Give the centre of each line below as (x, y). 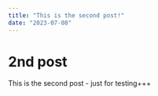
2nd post (38, 62)
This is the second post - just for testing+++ (80, 83)
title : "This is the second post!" (66, 15)
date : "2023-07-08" (40, 23)
